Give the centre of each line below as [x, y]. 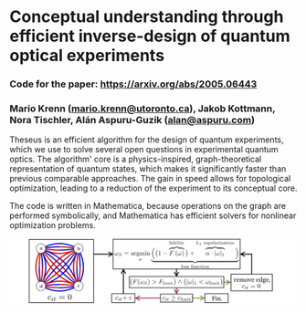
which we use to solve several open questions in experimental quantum [144, 150]
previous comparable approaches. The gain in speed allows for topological [150, 179]
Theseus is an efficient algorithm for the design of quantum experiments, [147, 140]
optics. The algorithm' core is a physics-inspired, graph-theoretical [136, 159]
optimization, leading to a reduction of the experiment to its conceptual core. [154, 188]
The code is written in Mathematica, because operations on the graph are [148, 206]
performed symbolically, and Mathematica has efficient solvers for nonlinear [153, 215]
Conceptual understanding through [147, 17]
